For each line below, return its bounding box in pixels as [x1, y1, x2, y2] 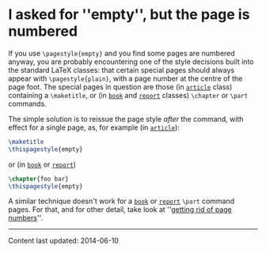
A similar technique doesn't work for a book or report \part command [8, 196, 235, 206]
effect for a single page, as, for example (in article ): [8, 123, 180, 132]
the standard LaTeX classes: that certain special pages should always [8, 65, 235, 74]
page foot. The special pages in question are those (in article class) [8, 81, 233, 92]
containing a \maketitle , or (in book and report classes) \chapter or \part [8, 90, 249, 100]
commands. [8, 99, 47, 108]
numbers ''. [8, 213, 44, 223]
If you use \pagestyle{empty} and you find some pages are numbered [8, 48, 235, 58]
